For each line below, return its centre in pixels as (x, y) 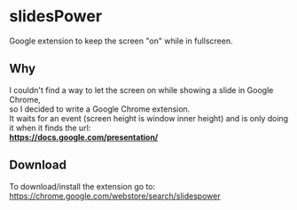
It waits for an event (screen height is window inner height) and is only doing (149, 118)
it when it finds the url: (50, 128)
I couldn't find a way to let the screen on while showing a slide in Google (141, 89)
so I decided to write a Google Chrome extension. (100, 109)
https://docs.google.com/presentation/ (84, 137)
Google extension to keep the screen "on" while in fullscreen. (121, 41)
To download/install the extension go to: (82, 186)
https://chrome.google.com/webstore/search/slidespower (115, 196)
